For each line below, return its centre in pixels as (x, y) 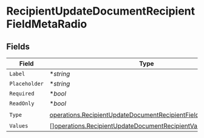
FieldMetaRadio (47, 24)
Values (19, 126)
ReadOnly (22, 104)
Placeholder (27, 84)
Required (22, 93)
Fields (18, 47)
